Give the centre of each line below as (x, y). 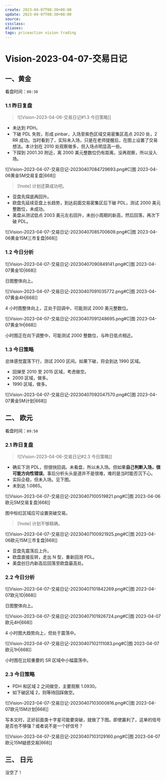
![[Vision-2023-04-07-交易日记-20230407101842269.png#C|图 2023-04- (81, 589)
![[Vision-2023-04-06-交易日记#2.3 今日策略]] (64, 456)
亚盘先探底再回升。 (32, 197)
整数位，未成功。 (30, 209)
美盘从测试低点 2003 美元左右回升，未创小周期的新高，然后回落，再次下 (86, 215)
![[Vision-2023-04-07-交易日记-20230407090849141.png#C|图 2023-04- (81, 264)
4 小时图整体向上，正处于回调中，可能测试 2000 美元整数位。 (68, 308)
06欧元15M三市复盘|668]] (31, 540)
